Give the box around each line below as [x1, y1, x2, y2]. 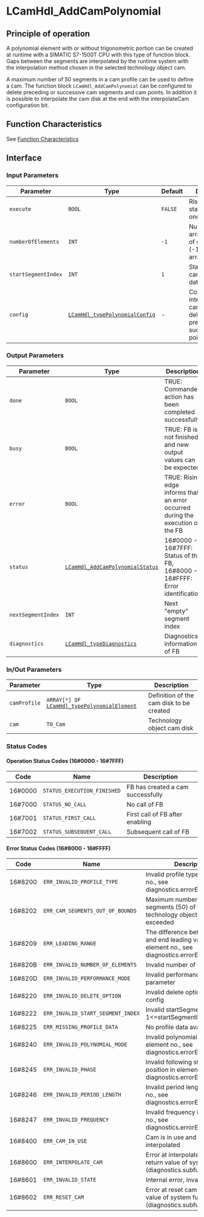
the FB [164, 526, 183, 534]
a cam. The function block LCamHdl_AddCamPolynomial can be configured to [6, 82, 192, 89]
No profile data [145, 1023, 188, 1032]
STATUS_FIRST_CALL [42, 815, 96, 822]
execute [9, 205, 32, 212]
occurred [164, 503, 191, 512]
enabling [126, 818, 152, 826]
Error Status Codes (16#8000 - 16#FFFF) [6, 844, 111, 852]
